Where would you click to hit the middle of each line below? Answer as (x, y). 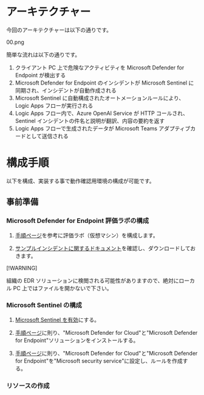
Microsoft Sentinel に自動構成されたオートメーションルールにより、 (100, 98)
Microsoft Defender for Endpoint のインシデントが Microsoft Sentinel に (104, 83)
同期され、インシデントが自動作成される (66, 90)
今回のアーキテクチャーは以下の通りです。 (59, 30)
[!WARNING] (22, 268)
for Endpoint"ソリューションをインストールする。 (77, 340)
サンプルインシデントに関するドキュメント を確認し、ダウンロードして (103, 248)
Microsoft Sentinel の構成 (44, 306)
